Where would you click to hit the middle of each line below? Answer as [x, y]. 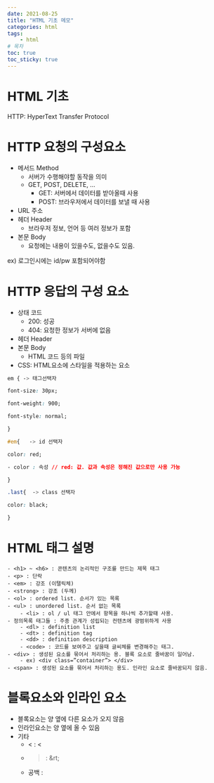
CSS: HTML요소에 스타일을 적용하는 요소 [74, 365]
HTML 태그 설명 [51, 548]
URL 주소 [30, 210]
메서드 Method [38, 168]
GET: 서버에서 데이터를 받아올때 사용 [88, 193]
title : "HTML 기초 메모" [41, 20]
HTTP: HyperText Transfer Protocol [58, 116]
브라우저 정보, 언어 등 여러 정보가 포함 [79, 228]
